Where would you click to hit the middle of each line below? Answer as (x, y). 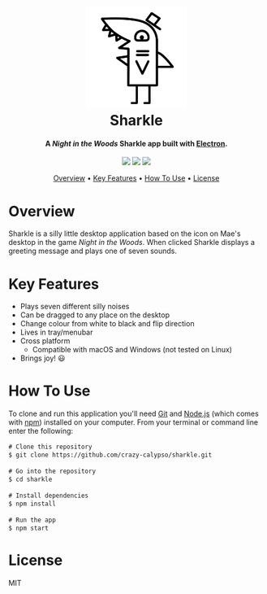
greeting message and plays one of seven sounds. (93, 251)
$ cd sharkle (30, 480)
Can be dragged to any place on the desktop (95, 315)
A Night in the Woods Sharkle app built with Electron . (136, 143)
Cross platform (45, 341)
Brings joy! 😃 (43, 358)
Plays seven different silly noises (75, 307)
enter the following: (41, 431)
